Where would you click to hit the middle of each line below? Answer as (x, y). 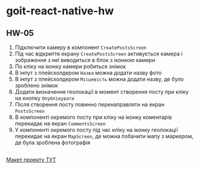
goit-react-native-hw (60, 11)
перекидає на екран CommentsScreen (60, 123)
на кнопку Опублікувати (45, 98)
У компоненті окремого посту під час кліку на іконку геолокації (96, 130)
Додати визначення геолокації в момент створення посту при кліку (102, 92)
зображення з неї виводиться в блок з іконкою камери (85, 60)
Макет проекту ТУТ (31, 160)
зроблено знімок (36, 85)
